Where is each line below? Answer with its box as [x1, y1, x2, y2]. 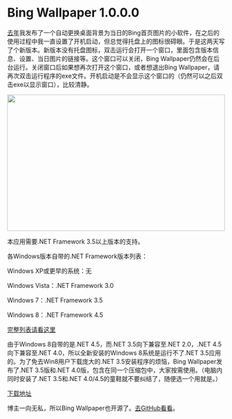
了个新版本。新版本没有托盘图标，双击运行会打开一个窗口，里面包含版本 [7, 46, 213, 54]
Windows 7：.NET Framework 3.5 [7, 295, 104, 304]
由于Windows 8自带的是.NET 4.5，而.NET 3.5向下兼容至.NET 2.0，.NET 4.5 [7, 340, 222, 348]
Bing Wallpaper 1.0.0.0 [7, 5, 139, 21]
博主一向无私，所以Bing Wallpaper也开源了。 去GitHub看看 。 [7, 404, 180, 412]
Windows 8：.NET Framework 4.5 [7, 311, 104, 319]
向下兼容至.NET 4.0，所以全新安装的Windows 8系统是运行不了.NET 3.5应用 [7, 349, 222, 357]
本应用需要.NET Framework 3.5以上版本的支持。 [7, 237, 144, 246]
